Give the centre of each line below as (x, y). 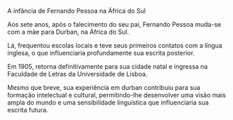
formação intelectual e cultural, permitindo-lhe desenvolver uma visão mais (117, 95)
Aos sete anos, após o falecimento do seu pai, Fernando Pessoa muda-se (114, 24)
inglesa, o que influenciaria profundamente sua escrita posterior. (101, 53)
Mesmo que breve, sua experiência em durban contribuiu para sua (104, 87)
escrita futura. (28, 110)
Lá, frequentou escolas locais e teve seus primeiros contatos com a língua (115, 45)
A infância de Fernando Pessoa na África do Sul (77, 11)
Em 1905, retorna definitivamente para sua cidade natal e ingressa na (107, 66)
